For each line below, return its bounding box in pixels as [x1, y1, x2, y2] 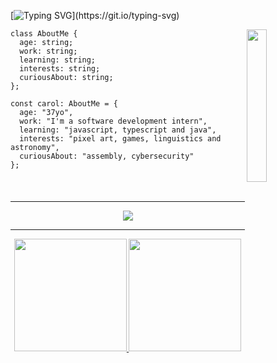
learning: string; [19, 55, 97, 65]
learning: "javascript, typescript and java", [19, 125, 217, 135]
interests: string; [19, 64, 101, 74]
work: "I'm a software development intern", [19, 116, 208, 126]
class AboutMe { [10, 29, 78, 39]
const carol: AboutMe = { [10, 99, 118, 109]
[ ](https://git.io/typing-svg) [10, 10, 180, 21]
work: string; [19, 46, 78, 56]
